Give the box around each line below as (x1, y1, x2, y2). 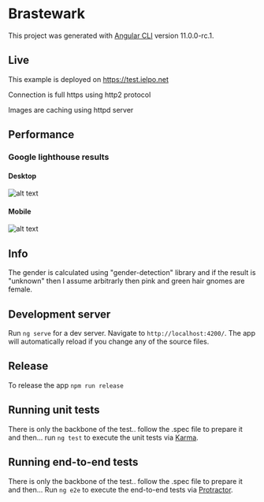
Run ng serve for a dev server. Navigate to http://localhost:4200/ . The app (8, 329, 256, 338)
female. (8, 284, 33, 294)
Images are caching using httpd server (8, 105, 134, 114)
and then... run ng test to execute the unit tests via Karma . (8, 433, 199, 442)
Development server (8, 307, 111, 321)
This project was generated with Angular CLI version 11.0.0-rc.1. (8, 31, 214, 40)
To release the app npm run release (8, 380, 124, 390)
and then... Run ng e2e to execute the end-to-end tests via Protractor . (8, 485, 234, 494)
